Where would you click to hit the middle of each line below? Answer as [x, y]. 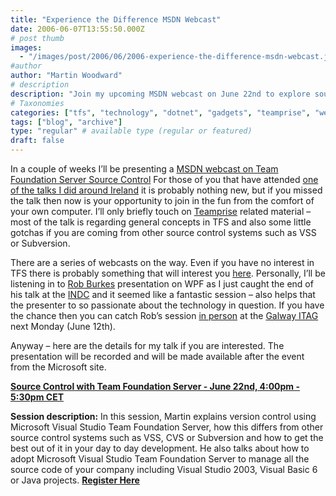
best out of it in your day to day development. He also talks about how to [160, 448]
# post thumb [37, 38]
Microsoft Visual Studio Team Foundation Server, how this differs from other [167, 427]
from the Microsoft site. [58, 367]
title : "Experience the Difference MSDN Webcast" [116, 19]
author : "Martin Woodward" [66, 76]
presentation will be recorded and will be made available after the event [157, 356]
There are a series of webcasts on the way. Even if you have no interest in [162, 262]
